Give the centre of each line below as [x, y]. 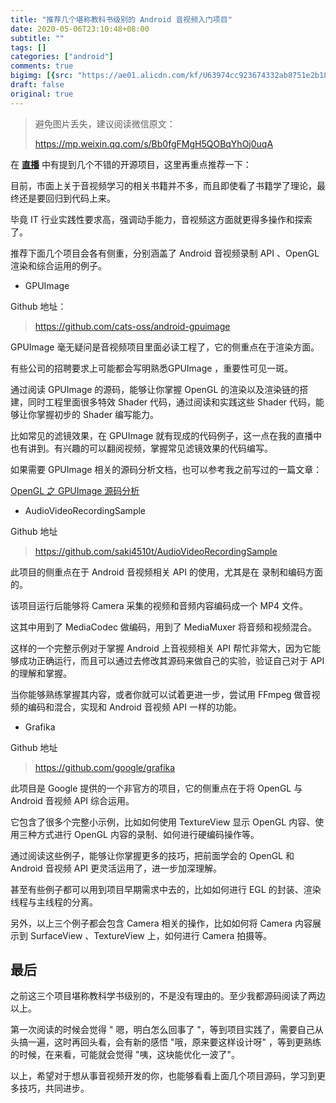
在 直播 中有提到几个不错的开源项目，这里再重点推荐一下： [131, 164]
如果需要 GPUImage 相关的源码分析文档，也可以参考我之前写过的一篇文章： [166, 469]
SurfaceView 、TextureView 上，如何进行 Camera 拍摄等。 [151, 935]
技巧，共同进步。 [54, 1088]
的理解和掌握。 [41, 673]
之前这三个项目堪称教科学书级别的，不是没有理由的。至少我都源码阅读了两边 [168, 996]
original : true [42, 94]
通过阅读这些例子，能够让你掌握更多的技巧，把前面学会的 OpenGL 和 [152, 855]
